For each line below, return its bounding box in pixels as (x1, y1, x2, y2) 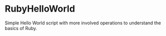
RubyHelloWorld (5, 3, 75, 15)
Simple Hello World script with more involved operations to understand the (5, 20, 161, 26)
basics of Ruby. (5, 25, 38, 31)
